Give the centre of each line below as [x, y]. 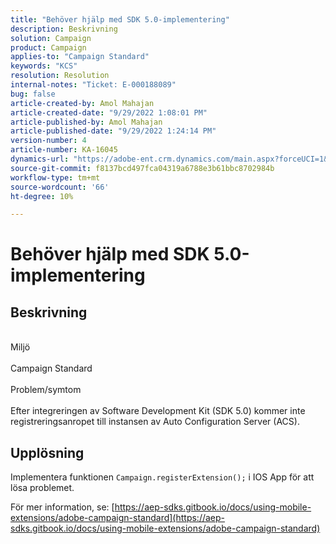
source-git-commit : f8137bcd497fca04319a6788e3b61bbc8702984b [142, 168]
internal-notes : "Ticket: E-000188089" [93, 85]
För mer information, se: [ [62, 507]
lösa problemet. [42, 488]
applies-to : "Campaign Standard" [80, 57]
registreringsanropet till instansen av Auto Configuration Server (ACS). [155, 422]
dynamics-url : [40, 159]
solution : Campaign [51, 38]
